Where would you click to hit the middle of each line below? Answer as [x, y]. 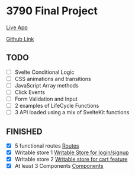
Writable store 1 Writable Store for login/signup [72, 152]
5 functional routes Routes [47, 146]
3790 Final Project [52, 11]
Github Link [20, 39]
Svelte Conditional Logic [44, 72]
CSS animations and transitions [53, 79]
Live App [17, 27]
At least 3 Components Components [59, 166]
